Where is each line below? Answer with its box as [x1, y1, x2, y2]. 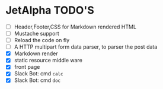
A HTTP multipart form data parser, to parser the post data [14, 43, 158, 50]
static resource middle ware [14, 57, 82, 64]
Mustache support [14, 30, 60, 37]
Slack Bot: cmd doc [14, 77, 60, 84]
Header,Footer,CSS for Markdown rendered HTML [14, 23, 137, 30]
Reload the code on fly [14, 37, 70, 44]
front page [14, 63, 40, 71]
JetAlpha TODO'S [5, 4, 94, 17]
